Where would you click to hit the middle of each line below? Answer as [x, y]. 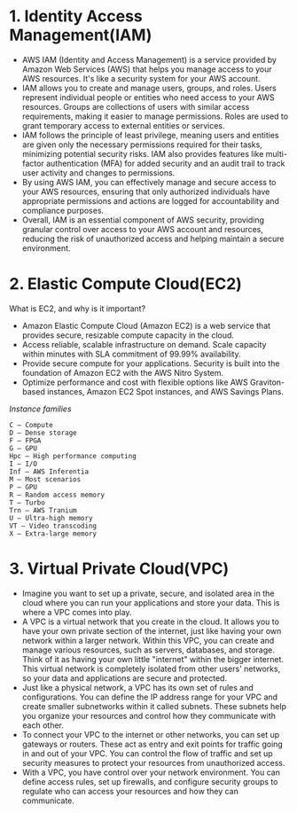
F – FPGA [25, 441]
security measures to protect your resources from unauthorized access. [153, 762]
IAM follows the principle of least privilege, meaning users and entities [150, 135]
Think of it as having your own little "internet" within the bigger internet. [153, 659]
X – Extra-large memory [53, 534]
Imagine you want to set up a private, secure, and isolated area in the [148, 593]
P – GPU [23, 487]
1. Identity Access [76, 16]
